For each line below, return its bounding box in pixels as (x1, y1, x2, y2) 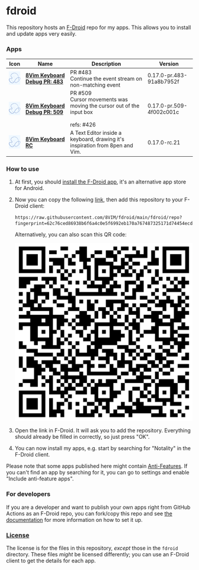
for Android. (14, 185, 44, 192)
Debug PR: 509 (25, 109, 63, 116)
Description (91, 60, 121, 67)
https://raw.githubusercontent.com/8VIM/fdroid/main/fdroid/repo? (14, 215, 182, 221)
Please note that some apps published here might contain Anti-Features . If (6, 463, 188, 470)
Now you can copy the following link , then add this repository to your (14, 196, 184, 203)
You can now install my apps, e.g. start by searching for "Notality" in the (14, 445, 191, 452)
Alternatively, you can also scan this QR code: (14, 231, 127, 238)
